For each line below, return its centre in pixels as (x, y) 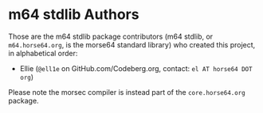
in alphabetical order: (43, 53)
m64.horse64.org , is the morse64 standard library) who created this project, (132, 44)
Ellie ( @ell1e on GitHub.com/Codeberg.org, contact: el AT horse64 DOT (136, 68)
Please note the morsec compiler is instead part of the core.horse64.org (127, 92)
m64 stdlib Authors (74, 15)
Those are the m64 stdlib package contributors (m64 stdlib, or (111, 36)
